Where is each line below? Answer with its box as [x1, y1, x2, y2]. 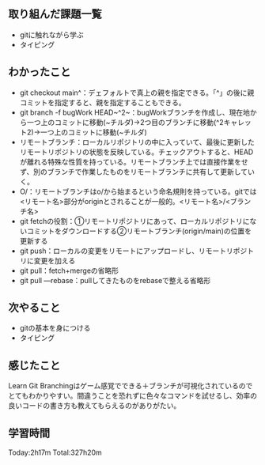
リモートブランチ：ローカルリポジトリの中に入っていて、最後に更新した [19, 137, 255, 146]
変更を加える [33, 255, 76, 265]
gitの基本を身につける [19, 323, 91, 333]
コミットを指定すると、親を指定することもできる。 [19, 97, 186, 107]
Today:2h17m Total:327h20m [8, 448, 103, 457]
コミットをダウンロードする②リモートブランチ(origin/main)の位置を [26, 226, 252, 236]
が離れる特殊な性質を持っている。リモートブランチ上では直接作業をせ [19, 157, 249, 166]
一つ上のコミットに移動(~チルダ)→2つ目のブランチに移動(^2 [26, 117, 224, 127]
